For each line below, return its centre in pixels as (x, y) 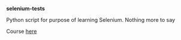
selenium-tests (25, 9)
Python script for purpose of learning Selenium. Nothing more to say (91, 20)
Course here (22, 31)
